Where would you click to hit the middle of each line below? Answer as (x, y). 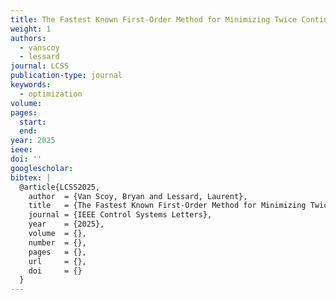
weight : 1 (31, 29)
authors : (28, 38)
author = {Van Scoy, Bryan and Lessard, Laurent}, (138, 196)
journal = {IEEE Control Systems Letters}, (120, 215)
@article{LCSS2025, (60, 187)
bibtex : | (31, 177)
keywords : (31, 85)
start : (33, 122)
